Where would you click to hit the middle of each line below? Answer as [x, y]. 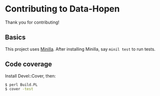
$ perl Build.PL [21, 85]
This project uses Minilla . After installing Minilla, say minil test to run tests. [80, 49]
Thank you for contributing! [32, 22]
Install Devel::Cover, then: [30, 76]
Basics [15, 37]
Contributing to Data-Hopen [62, 9]
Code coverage [29, 64]
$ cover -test [19, 89]
